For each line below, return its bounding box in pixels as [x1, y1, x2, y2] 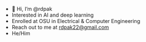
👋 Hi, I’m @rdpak [11, 6, 53, 12]
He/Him [11, 30, 30, 37]
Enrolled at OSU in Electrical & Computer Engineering [11, 18, 141, 24]
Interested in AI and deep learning [11, 12, 94, 18]
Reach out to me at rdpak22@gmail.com [11, 24, 110, 30]
